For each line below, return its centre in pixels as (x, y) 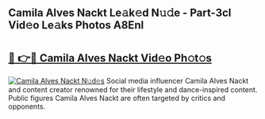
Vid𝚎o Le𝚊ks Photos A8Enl (76, 26)
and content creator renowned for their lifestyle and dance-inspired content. (133, 89)
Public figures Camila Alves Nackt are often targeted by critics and (117, 98)
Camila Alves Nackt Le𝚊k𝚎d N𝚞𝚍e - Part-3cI (120, 13)
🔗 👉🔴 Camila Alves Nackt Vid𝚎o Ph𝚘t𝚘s (110, 58)
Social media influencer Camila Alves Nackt (177, 81)
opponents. (27, 106)
